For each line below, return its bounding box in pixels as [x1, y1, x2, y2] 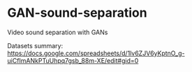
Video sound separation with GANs [7, 28, 108, 36]
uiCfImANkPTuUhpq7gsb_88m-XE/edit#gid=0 [7, 56, 139, 64]
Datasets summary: [7, 41, 64, 50]
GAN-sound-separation [7, 5, 148, 21]
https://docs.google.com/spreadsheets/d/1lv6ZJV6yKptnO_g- [7, 49, 185, 57]
